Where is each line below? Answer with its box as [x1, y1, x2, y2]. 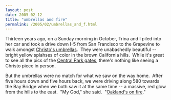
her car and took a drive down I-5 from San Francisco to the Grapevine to [5, 41, 160, 47]
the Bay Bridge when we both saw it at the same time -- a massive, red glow [5, 84, 166, 90]
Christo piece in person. [5, 63, 56, 69]
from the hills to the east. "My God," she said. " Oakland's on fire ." [5, 89, 146, 95]
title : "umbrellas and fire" [5, 17, 68, 22]
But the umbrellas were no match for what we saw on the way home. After [5, 72, 163, 79]
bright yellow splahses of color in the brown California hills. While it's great [5, 52, 164, 58]
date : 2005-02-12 [5, 12, 42, 17]
